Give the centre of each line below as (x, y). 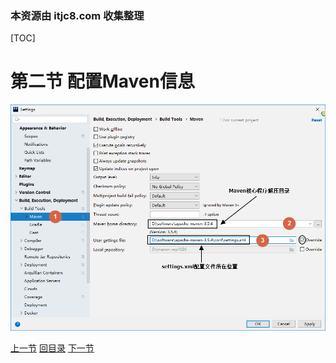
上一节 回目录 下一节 (52, 348)
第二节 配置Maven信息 (102, 81)
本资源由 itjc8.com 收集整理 (77, 15)
